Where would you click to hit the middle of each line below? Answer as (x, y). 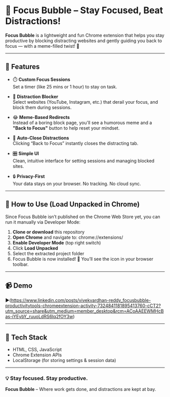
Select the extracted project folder (48, 253)
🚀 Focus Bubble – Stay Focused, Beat (84, 10)
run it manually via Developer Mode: (43, 222)
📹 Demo (19, 285)
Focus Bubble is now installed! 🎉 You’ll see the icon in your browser (83, 259)
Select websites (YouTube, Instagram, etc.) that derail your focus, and (85, 102)
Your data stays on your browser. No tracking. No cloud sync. (77, 184)
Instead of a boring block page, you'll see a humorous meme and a (82, 123)
